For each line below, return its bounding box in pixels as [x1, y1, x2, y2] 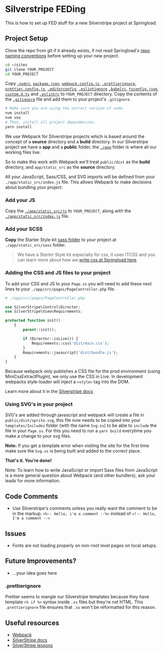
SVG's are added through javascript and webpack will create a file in [5, 412, 144, 418]
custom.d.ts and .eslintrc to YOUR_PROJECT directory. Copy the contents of [5, 91, 157, 97]
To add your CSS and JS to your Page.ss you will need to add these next [5, 280, 152, 286]
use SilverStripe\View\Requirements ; [5, 309, 83, 314]
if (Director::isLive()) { [23, 336, 79, 341]
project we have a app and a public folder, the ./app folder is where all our [5, 144, 157, 150]
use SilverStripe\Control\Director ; [5, 304, 81, 310]
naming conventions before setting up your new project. [5, 53, 120, 59]
